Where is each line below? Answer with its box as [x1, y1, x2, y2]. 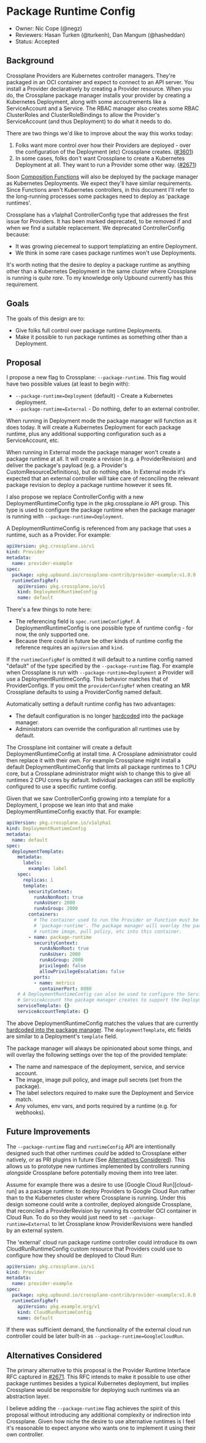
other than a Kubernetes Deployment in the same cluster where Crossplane [6, 267, 197, 275]
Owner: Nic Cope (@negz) [15, 25, 83, 32]
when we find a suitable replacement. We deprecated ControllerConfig [6, 224, 185, 231]
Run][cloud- [162, 1180, 193, 1188]
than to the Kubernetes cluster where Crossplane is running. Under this [6, 1194, 186, 1201]
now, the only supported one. [15, 631, 90, 638]
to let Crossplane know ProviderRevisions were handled [51, 1220, 193, 1227]
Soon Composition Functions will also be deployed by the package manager [6, 173, 198, 180]
